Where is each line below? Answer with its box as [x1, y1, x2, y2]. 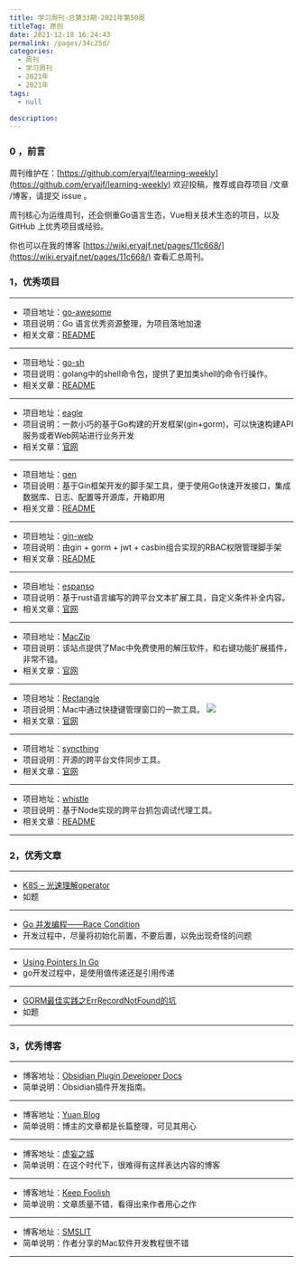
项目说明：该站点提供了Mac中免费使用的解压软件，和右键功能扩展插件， [22, 642, 292, 653]
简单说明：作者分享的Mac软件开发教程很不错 [22, 1238, 189, 1249]
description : [9, 114, 59, 123]
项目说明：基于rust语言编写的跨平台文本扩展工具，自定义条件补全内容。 [22, 591, 290, 602]
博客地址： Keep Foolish [22, 1187, 111, 1198]
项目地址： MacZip [22, 630, 91, 642]
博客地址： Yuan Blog [22, 1110, 101, 1120]
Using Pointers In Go [22, 957, 99, 968]
